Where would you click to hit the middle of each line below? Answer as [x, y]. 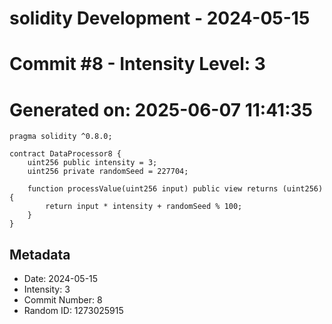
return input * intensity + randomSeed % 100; [144, 207]
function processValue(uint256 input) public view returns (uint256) [175, 189]
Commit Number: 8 [63, 300]
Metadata [40, 254]
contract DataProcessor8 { [65, 154]
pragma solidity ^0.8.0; [61, 137]
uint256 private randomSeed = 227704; [108, 172]
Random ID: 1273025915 [73, 311]
